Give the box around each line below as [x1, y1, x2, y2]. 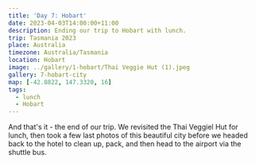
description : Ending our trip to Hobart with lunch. [8, 26, 187, 34]
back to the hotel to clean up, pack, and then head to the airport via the [8, 139, 242, 149]
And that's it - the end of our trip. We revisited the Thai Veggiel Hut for [8, 122, 239, 132]
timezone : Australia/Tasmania [8, 49, 109, 56]
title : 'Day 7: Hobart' [8, 11, 87, 20]
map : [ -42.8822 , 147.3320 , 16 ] [8, 78, 112, 86]
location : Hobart [8, 56, 66, 64]
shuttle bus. [8, 148, 47, 157]
